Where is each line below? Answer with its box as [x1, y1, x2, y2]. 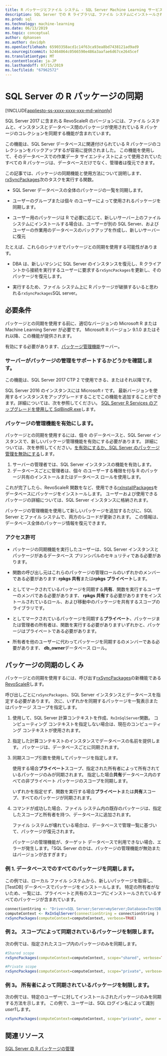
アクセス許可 [5, 534, 36, 541]
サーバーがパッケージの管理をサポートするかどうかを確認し [5, 357, 148, 364]
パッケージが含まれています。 [18, 896, 79, 902]
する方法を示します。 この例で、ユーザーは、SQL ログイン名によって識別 [5, 1000, 155, 1006]
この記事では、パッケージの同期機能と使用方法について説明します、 [5, 170, 144, 176]
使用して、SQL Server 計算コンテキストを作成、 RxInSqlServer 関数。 [12, 715, 153, 721]
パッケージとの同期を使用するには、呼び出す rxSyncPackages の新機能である [5, 675, 162, 681]
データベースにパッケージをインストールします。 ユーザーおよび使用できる [5, 491, 158, 497]
